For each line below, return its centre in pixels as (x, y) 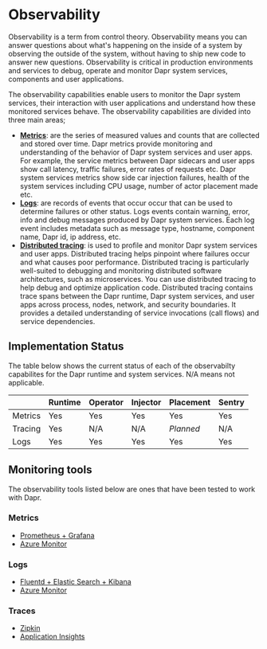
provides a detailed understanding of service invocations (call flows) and (139, 313)
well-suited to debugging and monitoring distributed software (121, 270)
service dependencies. (57, 321)
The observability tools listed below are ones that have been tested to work (132, 489)
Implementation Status (66, 347)
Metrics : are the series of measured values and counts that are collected (139, 135)
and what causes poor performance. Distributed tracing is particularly (134, 262)
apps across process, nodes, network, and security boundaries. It (128, 304)
